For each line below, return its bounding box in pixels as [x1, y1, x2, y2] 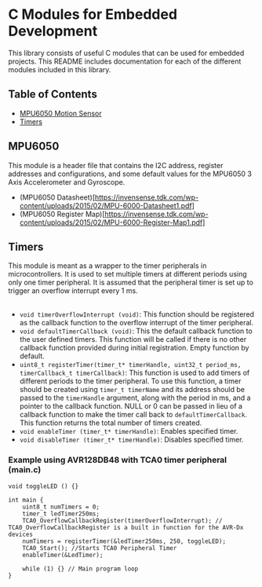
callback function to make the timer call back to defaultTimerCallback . [19, 410, 247, 420]
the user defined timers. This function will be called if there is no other [19, 335, 247, 344]
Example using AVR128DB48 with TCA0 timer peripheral [8, 454, 227, 465]
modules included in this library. [8, 64, 111, 74]
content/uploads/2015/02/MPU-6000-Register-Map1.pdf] [19, 218, 206, 227]
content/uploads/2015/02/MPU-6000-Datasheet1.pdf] [19, 200, 195, 210]
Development [8, 22, 98, 40]
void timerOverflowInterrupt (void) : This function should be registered [19, 310, 255, 319]
